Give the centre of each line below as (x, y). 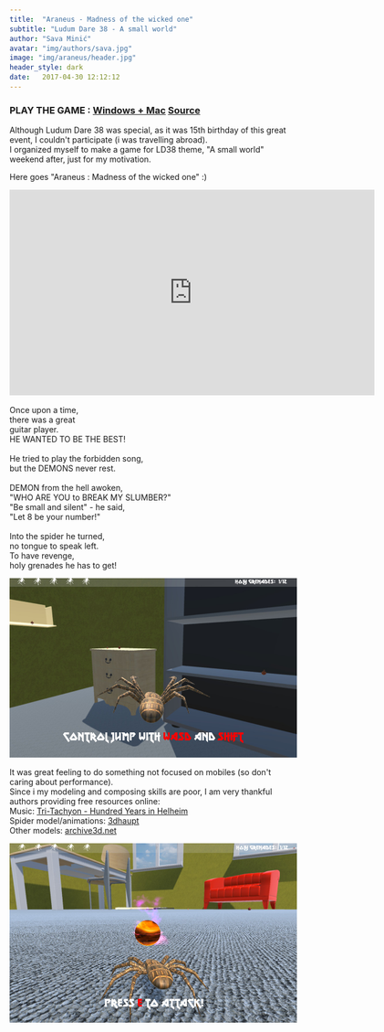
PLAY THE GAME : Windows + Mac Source (105, 110)
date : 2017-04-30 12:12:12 (65, 78)
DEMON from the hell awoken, (66, 488)
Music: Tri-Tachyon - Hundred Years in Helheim (99, 811)
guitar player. (34, 430)
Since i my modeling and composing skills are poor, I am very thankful (141, 792)
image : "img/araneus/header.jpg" (73, 58)
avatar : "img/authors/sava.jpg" (71, 48)
